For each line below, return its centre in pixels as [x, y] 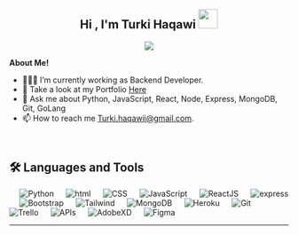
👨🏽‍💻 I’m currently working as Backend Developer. [113, 80]
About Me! [29, 62]
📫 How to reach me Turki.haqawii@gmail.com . [108, 118]
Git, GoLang [44, 108]
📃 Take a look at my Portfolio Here [84, 89]
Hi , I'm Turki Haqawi [138, 24]
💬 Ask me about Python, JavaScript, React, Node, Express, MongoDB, [149, 98]
